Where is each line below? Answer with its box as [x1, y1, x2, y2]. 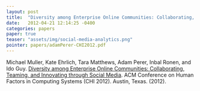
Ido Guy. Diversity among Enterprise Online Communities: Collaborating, [6, 65, 185, 72]
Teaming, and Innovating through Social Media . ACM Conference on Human [6, 71, 194, 78]
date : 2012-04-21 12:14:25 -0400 [6, 20, 95, 26]
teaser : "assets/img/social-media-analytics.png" [6, 37, 133, 43]
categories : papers [6, 25, 55, 32]
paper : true [6, 31, 36, 37]
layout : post [6, 8, 39, 15]
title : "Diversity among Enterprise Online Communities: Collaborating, [6, 14, 195, 20]
